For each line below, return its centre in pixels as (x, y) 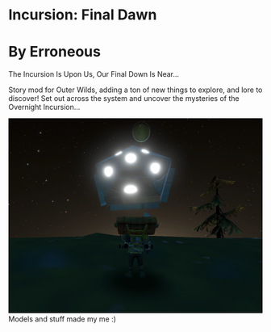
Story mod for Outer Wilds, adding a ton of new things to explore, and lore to (135, 90)
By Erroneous (54, 52)
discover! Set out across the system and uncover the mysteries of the (124, 99)
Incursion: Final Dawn (83, 15)
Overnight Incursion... (44, 107)
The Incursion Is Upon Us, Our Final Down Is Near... (94, 74)
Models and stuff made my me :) (63, 319)
